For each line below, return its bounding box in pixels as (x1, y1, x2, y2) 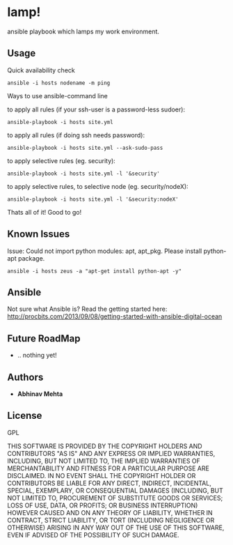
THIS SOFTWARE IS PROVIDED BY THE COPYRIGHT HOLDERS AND (7, 442, 203, 450)
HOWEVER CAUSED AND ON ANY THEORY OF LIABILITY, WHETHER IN (7, 508, 214, 516)
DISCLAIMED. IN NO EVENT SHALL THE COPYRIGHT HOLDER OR (7, 471, 196, 479)
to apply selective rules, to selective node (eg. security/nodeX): (7, 182, 189, 190)
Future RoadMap (7, 332, 81, 344)
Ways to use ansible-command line (7, 91, 108, 100)
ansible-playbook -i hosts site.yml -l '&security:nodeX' (7, 196, 179, 203)
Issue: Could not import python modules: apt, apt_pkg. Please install (7, 247, 202, 255)
